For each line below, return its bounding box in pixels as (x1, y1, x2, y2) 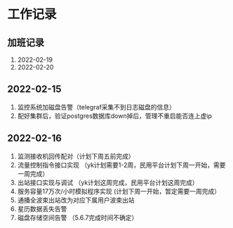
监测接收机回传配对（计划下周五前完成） (17, 152, 135, 160)
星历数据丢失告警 (17, 204, 67, 213)
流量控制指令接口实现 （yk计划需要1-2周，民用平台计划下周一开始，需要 (17, 161, 226, 169)
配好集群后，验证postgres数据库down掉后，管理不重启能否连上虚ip (17, 112, 213, 120)
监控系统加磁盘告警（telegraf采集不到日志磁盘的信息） (17, 102, 175, 111)
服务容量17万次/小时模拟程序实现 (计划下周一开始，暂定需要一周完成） (17, 187, 221, 195)
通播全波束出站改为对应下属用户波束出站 (17, 196, 135, 204)
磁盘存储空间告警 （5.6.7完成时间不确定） (17, 213, 138, 222)
